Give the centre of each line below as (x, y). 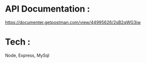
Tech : (18, 42)
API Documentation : (48, 9)
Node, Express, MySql (27, 55)
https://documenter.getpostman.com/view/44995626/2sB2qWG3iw (73, 22)
